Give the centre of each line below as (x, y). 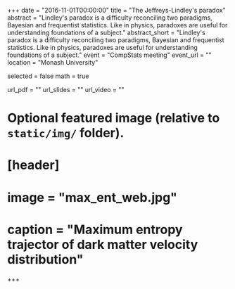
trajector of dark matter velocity (103, 244)
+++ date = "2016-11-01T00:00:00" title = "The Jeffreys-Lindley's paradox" (117, 10)
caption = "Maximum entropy (95, 230)
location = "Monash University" (53, 62)
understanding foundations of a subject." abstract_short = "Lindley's (106, 32)
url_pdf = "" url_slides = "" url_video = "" (66, 90)
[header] (33, 165)
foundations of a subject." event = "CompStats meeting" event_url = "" (110, 55)
